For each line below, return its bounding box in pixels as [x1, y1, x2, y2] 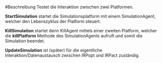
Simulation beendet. [5, 38, 45, 44]
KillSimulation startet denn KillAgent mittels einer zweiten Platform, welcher [5, 28, 157, 33]
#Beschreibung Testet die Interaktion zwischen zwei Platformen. [5, 4, 134, 10]
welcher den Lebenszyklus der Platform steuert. [5, 19, 101, 24]
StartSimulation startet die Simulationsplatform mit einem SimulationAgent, [5, 13, 156, 19]
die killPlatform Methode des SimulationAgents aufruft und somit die [5, 33, 143, 38]
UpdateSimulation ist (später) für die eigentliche [5, 48, 103, 53]
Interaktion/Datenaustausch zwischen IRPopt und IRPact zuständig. [5, 52, 140, 58]
